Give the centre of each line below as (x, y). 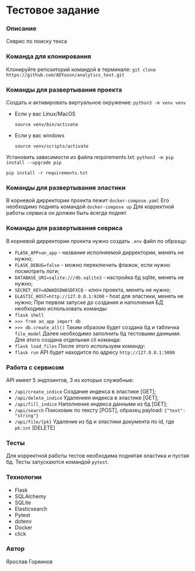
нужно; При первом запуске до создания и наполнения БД (89, 302)
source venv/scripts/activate (52, 146)
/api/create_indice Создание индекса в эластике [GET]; (85, 391)
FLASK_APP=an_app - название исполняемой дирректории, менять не (99, 252)
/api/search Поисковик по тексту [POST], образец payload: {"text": (100, 410)
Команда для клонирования (49, 56)
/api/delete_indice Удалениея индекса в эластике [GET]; (87, 397)
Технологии (24, 477)
